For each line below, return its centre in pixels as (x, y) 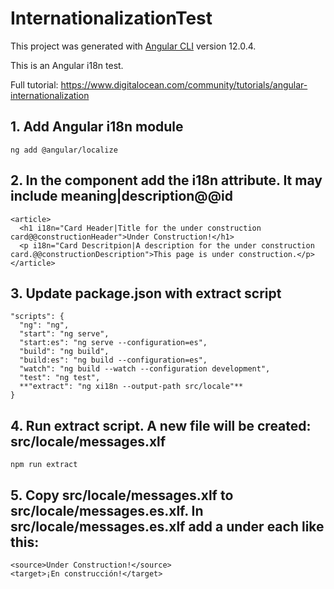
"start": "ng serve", (64, 334)
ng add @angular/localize (64, 150)
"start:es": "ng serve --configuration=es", (113, 343)
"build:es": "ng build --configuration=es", (113, 360)
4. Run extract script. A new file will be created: (161, 425)
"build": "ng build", (64, 352)
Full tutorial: (34, 84)
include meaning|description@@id (121, 196)
